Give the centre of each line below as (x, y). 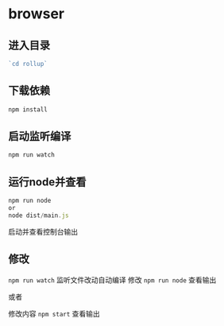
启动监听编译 (40, 136)
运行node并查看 (47, 182)
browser (37, 14)
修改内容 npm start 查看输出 (54, 313)
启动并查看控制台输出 (43, 231)
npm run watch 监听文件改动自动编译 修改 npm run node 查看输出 (112, 280)
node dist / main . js (39, 215)
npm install (28, 109)
